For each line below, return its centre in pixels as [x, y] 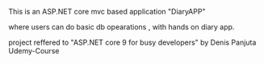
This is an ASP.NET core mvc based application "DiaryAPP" [107, 12]
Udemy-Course [34, 51]
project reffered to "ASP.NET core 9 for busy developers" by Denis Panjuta [132, 42]
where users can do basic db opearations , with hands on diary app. [122, 27]
